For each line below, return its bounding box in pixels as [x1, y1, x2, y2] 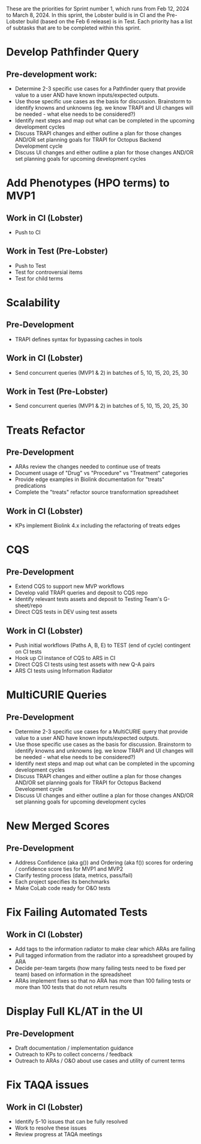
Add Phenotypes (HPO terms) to [6, 177, 170, 190]
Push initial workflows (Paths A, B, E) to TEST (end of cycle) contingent [14, 642, 191, 649]
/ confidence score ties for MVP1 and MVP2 [14, 865, 124, 873]
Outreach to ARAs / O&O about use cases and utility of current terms [14, 1057, 185, 1065]
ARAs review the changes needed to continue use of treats [14, 463, 161, 470]
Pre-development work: [6, 69, 97, 79]
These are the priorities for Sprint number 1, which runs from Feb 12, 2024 [6, 5, 190, 12]
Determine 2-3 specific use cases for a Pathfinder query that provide [14, 85, 186, 92]
